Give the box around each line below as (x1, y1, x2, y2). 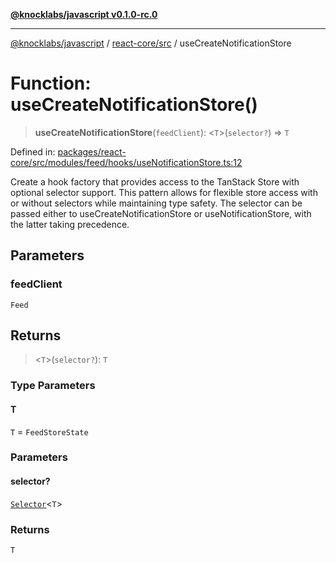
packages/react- (57, 145, 127, 158)
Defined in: (10, 145, 56, 158)
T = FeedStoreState (10, 425, 89, 438)
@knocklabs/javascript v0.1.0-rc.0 (10, 9, 158, 20)
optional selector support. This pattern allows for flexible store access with (10, 186, 318, 198)
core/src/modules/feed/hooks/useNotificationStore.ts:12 (10, 156, 243, 168)
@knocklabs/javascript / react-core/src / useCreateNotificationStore (10, 37, 292, 49)
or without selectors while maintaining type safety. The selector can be (10, 197, 303, 209)
